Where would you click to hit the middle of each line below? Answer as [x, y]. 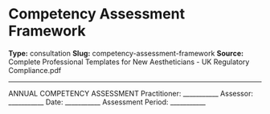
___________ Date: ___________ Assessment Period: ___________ [107, 102]
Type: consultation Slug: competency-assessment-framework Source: [126, 53]
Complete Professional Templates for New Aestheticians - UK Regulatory [129, 62]
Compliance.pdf [35, 70]
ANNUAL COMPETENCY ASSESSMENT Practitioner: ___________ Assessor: [131, 93]
